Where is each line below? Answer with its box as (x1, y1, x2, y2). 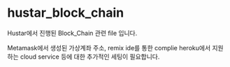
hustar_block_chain (7, 5, 124, 21)
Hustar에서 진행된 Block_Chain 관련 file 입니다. (7, 29, 138, 37)
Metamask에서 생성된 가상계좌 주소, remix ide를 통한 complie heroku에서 (7, 43, 211, 52)
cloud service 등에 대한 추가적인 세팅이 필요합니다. (20, 52, 160, 61)
